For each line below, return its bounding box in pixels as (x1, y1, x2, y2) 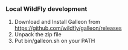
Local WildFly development (5, 5, 88, 13)
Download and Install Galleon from (14, 18, 101, 26)
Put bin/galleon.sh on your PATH (14, 37, 95, 45)
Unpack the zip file (14, 31, 62, 38)
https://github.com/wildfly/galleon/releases (14, 24, 122, 32)
